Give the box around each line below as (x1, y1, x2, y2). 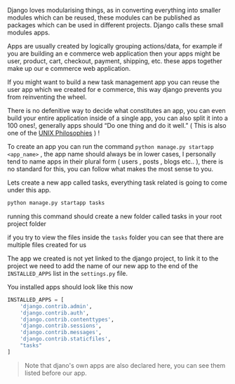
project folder (7, 219, 47, 227)
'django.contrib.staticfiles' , (20, 336, 112, 343)
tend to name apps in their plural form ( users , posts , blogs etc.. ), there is (7, 157, 224, 166)
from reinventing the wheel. (7, 93, 87, 101)
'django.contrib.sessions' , (20, 322, 102, 329)
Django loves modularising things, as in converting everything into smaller (7, 6, 221, 14)
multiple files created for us (7, 240, 86, 249)
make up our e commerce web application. (7, 65, 131, 72)
